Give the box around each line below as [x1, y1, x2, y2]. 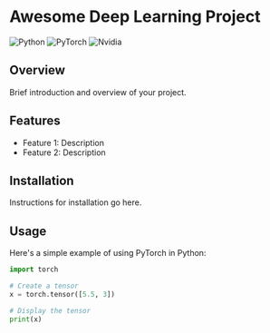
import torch [9, 265, 59, 274]
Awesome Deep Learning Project [9, 6, 261, 27]
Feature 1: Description [22, 137, 104, 148]
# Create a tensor [9, 281, 79, 291]
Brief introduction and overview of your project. [9, 86, 188, 97]
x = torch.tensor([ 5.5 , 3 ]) [9, 289, 116, 299]
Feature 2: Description [22, 147, 106, 158]
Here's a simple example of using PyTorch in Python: [9, 248, 207, 259]
